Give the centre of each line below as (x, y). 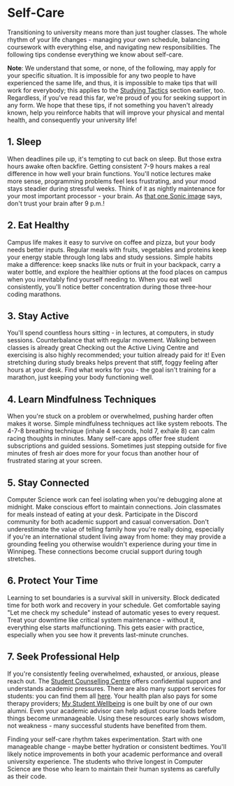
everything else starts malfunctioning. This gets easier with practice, (106, 627)
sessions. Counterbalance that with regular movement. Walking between (112, 340)
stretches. (22, 559)
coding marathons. (34, 294)
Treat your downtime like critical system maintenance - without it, (101, 620)
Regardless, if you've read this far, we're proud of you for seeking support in (117, 97)
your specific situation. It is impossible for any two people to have (102, 75)
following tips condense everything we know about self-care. (95, 54)
